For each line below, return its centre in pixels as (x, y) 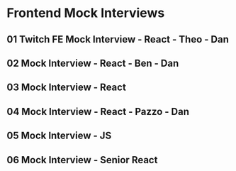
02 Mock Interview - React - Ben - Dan (93, 63)
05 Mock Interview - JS (59, 136)
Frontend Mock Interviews (86, 13)
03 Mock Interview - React (67, 88)
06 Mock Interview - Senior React (82, 160)
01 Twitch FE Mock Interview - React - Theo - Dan (118, 39)
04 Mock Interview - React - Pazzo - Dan (98, 111)
